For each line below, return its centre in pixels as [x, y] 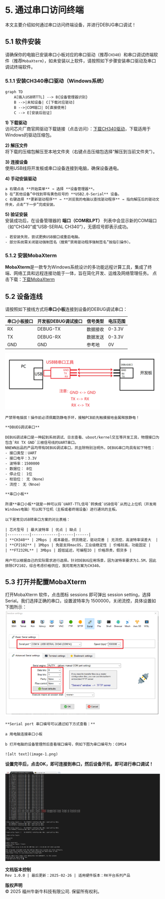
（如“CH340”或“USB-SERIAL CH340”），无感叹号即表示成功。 [68, 227]
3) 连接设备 [16, 162]
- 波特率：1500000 [22, 464]
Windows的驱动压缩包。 [30, 135]
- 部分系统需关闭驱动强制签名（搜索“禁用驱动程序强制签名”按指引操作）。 [69, 242]
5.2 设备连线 [24, 296]
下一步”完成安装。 [41, 205]
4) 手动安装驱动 [21, 179]
